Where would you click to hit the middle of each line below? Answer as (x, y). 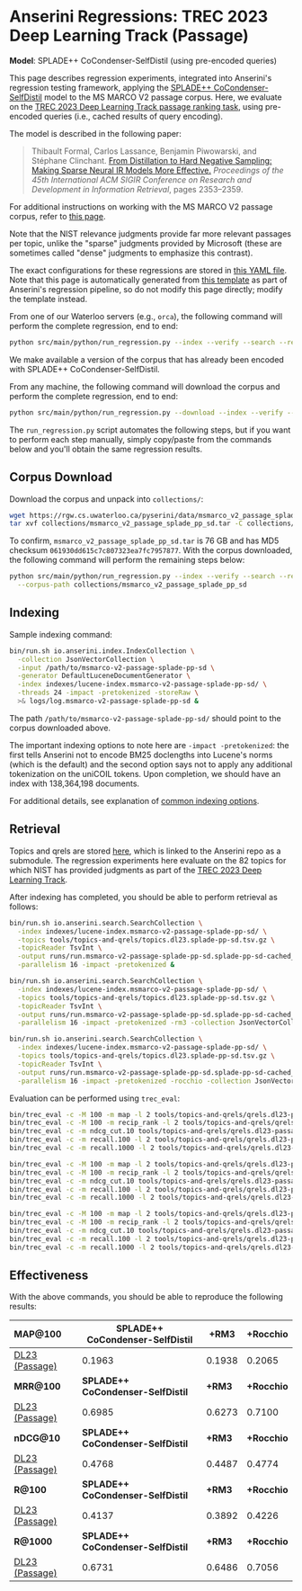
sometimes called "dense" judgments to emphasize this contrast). (131, 253)
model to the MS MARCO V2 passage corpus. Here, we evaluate (163, 97)
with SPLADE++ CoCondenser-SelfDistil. (84, 369)
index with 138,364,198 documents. (75, 783)
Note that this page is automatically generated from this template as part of (148, 280)
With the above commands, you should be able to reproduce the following (146, 1297)
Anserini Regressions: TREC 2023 (139, 17)
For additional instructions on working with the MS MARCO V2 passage (141, 206)
